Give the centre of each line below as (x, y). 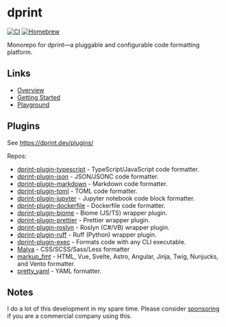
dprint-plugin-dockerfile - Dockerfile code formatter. (91, 205)
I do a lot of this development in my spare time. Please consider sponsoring (113, 309)
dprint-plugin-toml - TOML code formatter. (77, 191)
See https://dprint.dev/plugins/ (50, 142)
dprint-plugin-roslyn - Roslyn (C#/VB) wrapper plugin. (93, 227)
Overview (30, 90)
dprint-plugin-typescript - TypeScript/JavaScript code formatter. (108, 169)
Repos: (17, 156)
